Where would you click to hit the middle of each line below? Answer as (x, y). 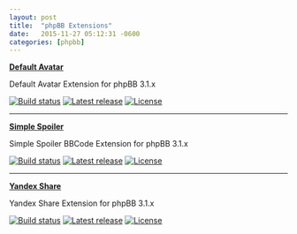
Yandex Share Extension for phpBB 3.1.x (82, 203)
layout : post (33, 17)
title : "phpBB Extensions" (61, 26)
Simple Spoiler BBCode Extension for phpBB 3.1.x (99, 144)
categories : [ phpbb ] (47, 42)
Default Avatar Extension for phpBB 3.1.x (83, 84)
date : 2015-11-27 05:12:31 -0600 (75, 34)
